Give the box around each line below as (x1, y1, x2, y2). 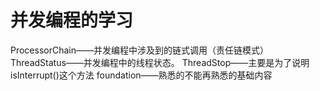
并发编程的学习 (10, 9, 134, 32)
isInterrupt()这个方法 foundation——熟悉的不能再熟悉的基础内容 (10, 69, 273, 81)
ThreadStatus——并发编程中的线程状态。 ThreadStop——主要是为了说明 (10, 56, 310, 68)
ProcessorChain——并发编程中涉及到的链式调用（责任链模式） (10, 44, 270, 56)
